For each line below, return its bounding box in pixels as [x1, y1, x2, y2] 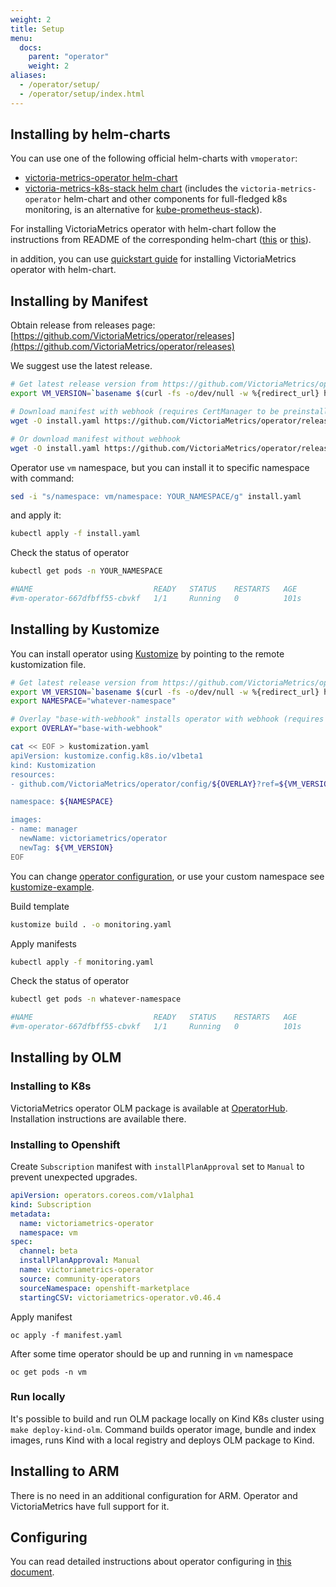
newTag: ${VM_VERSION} [19, 842, 114, 853]
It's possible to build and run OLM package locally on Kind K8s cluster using [10, 1412, 325, 1425]
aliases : [10, 71, 47, 81]
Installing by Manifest [10, 292, 148, 310]
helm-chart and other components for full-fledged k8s [63, 193, 288, 205]
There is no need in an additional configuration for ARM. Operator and [10, 1489, 298, 1501]
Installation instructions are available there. [10, 1112, 187, 1125]
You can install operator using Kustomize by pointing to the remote [10, 647, 285, 660]
